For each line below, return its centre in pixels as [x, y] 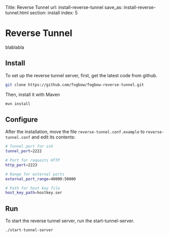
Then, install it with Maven [32, 94]
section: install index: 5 [54, 13]
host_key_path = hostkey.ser [34, 193]
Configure [22, 120]
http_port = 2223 [21, 165]
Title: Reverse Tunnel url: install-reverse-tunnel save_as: [64, 7]
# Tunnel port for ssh [29, 147]
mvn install [18, 104]
